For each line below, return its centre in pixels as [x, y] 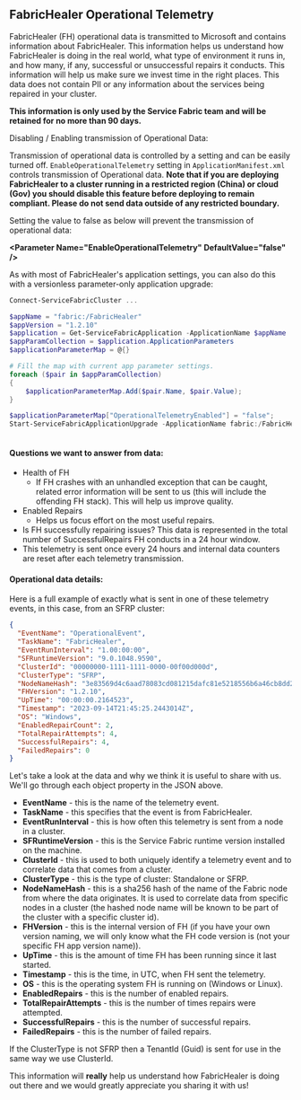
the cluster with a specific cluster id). [90, 917]
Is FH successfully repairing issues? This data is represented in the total [155, 530]
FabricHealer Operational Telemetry [112, 15]
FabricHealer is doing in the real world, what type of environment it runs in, [147, 55]
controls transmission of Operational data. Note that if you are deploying [144, 174]
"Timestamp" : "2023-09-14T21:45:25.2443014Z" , [106, 708]
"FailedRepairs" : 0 [54, 750]
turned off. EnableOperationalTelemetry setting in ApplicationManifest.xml [147, 164]
